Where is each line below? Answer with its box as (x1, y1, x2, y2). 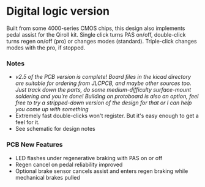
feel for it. (15, 119, 40, 126)
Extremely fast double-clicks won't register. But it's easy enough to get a (15, 112, 199, 120)
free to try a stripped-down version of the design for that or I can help (15, 99, 192, 106)
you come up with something (15, 106, 89, 113)
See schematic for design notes (15, 125, 96, 133)
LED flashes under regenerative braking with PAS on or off (15, 154, 163, 161)
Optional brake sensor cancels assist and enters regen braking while (15, 167, 188, 175)
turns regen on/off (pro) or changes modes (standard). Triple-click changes (6, 37, 197, 45)
